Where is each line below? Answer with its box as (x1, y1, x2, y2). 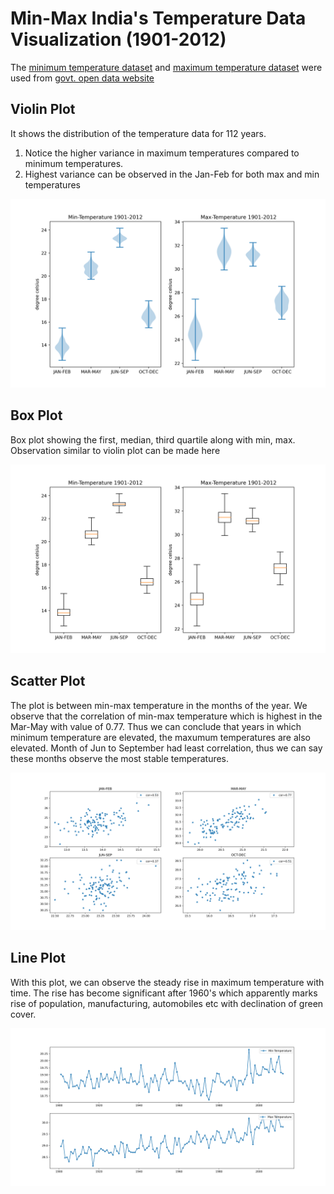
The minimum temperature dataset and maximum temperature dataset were (10, 61, 323, 73)
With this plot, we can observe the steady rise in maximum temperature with (10, 976, 325, 988)
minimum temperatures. (24, 157, 124, 169)
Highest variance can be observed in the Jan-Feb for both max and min (24, 168, 320, 180)
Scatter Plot (10, 673, 86, 690)
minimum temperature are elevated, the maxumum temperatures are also (10, 731, 311, 743)
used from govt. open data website (10, 72, 155, 84)
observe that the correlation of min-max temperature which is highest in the (10, 710, 323, 722)
